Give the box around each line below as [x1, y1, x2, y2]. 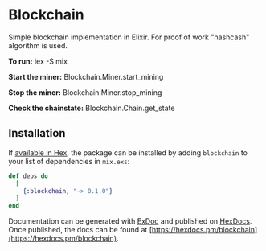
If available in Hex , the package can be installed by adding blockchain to [8, 147, 248, 158]
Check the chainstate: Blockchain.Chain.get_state [8, 103, 175, 113]
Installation [8, 126, 66, 140]
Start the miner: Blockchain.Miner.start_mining [8, 72, 164, 81]
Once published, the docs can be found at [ [8, 225, 153, 235]
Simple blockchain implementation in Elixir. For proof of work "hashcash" [8, 32, 250, 42]
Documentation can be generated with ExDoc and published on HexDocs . [8, 216, 252, 226]
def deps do [8, 171, 48, 180]
